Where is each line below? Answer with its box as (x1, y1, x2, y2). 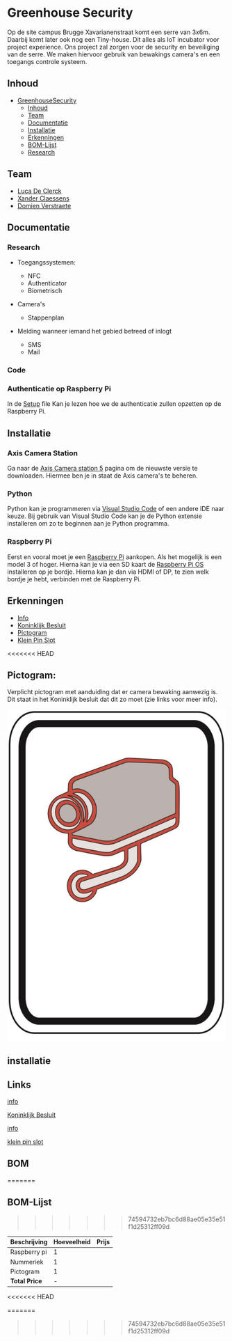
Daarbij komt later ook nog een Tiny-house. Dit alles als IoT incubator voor (7, 35, 220, 43)
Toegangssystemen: (17, 258, 76, 267)
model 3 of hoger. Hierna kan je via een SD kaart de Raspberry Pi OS (7, 560, 204, 568)
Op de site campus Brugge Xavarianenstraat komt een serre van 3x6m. (7, 28, 210, 36)
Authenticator (27, 279, 67, 288)
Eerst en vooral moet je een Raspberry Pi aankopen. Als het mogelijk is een (7, 552, 222, 561)
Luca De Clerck (17, 187, 62, 195)
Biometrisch (27, 287, 63, 295)
